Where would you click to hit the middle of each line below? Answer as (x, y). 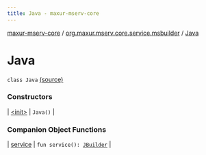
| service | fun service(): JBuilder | (59, 145)
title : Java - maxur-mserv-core (53, 13)
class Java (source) (35, 79)
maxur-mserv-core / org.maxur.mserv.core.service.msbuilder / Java (103, 33)
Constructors (30, 97)
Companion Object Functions (57, 129)
